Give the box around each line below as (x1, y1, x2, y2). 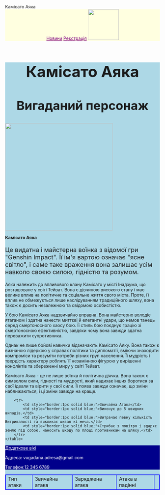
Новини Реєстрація (46, 35, 87, 41)
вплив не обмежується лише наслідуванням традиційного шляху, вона (5, 297, 155, 303)
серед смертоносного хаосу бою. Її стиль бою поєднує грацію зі (5, 323, 141, 329)
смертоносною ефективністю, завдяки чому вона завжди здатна (5, 328, 142, 333)
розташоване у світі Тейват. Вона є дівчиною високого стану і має (5, 287, 145, 293)
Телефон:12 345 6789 (5, 464, 50, 470)
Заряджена (75, 475, 102, 482)
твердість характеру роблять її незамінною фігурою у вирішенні (5, 358, 141, 364)
